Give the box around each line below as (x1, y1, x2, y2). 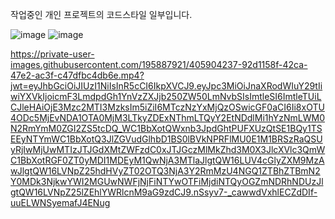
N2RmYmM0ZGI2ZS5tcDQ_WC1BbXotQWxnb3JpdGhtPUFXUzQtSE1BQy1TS (10, 123, 323, 134)
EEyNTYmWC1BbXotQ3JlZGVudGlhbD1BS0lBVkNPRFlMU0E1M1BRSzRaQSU (10, 133, 323, 145)
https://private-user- (10, 48, 95, 60)
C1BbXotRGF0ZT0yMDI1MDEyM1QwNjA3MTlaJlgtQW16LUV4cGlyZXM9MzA (10, 154, 325, 166)
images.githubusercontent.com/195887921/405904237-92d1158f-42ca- (10, 59, 308, 70)
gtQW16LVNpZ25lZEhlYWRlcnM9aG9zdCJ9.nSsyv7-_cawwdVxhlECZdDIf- (10, 186, 318, 198)
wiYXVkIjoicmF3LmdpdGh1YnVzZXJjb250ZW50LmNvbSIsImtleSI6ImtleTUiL (10, 91, 322, 102)
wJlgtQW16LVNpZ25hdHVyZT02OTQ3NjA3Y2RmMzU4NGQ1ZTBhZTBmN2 (10, 165, 321, 177)
